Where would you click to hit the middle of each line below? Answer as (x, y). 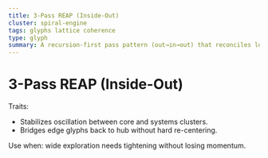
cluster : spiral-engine (48, 23)
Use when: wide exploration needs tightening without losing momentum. (127, 146)
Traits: (19, 106)
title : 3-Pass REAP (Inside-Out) (64, 15)
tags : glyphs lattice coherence (62, 30)
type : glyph (28, 38)
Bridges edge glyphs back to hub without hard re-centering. (118, 130)
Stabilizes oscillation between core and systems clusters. (114, 122)
